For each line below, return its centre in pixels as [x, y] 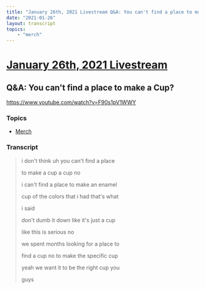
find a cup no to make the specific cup [70, 255]
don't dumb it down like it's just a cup [68, 220]
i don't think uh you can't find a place [68, 160]
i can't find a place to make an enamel [69, 184]
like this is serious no [48, 232]
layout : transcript [31, 23]
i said [28, 208]
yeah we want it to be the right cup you [70, 268]
